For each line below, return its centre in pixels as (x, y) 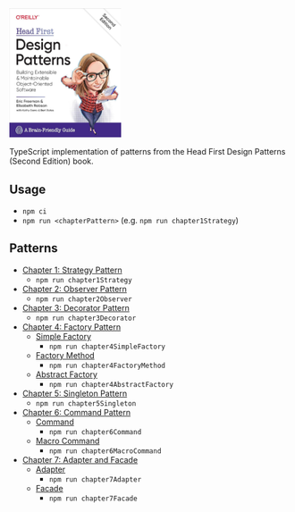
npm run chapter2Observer (84, 299)
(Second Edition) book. (51, 161)
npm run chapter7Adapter (95, 479)
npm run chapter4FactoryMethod (107, 365)
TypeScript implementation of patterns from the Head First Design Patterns (147, 152)
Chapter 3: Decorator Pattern (76, 307)
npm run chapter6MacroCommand (105, 451)
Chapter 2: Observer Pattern (75, 289)
